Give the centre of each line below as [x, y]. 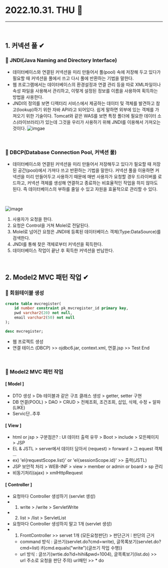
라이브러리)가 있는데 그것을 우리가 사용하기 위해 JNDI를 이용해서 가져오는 [89, 122]
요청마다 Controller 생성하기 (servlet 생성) [54, 496]
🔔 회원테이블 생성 [24, 293]
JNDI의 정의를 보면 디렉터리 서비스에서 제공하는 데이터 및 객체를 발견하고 [83, 103]
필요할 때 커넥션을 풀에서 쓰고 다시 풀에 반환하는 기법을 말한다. [73, 78]
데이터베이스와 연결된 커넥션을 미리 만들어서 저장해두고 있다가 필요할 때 [82, 164]
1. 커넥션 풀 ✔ [25, 46]
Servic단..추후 [26, 413]
